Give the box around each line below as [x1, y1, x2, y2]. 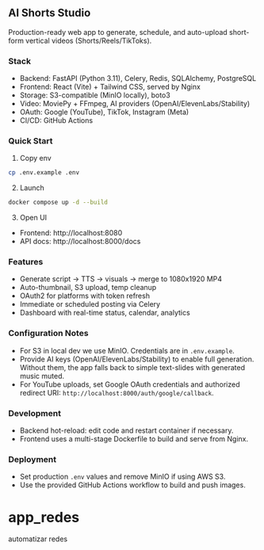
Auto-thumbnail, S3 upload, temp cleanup [19, 283, 157, 292]
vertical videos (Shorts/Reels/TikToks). [25, 36, 152, 45]
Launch [19, 183, 45, 193]
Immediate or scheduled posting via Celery [19, 300, 161, 309]
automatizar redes [8, 534, 68, 544]
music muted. [19, 371, 65, 380]
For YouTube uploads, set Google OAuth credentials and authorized [19, 380, 240, 389]
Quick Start [8, 136, 53, 147]
